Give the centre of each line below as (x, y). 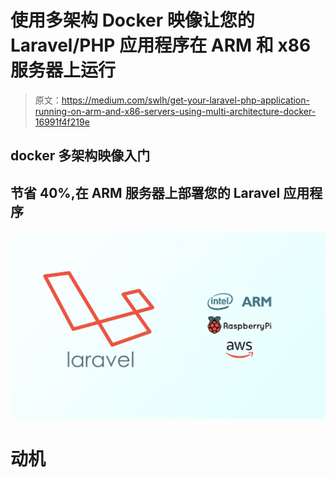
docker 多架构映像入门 (80, 156)
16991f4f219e (62, 122)
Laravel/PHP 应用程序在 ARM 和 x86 (161, 45)
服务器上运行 (63, 70)
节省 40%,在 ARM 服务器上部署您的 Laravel (145, 192)
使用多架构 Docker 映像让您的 (132, 20)
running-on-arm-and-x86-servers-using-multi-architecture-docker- (175, 111)
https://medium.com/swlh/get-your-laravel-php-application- (185, 100)
